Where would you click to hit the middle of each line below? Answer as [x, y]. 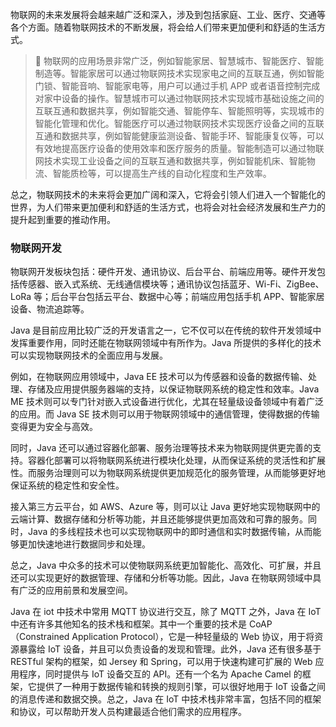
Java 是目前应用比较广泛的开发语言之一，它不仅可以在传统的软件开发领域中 [166, 330]
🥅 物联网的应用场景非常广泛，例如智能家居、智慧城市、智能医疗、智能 [179, 61]
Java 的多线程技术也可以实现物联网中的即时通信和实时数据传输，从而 [170, 532]
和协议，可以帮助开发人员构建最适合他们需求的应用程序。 [128, 712]
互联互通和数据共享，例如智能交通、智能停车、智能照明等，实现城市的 [179, 111]
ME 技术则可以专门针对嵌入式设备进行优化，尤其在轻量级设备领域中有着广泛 [167, 402]
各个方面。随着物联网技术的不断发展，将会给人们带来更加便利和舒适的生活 [163, 27]
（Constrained [40, 637]
